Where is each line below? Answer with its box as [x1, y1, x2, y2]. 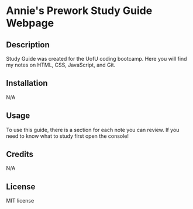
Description [6, 40, 50, 50]
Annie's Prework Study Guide [6, 4, 153, 18]
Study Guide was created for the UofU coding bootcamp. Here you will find [6, 55, 187, 62]
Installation [6, 78, 48, 88]
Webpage [6, 16, 54, 30]
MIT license [6, 197, 35, 204]
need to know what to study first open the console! [6, 133, 129, 140]
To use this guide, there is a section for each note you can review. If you [6, 126, 180, 133]
